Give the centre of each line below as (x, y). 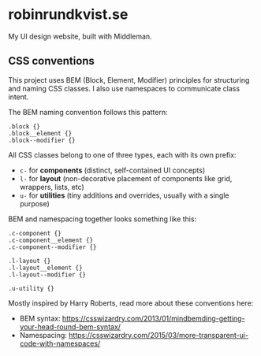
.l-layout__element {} (45, 268)
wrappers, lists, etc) (52, 187)
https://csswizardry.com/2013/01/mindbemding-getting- (154, 318)
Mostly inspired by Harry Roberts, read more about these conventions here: (131, 303)
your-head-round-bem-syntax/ (70, 326)
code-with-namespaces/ (60, 343)
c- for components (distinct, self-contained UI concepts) (112, 170)
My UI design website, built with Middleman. (80, 36)
